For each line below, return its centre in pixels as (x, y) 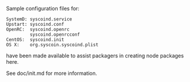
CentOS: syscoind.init (35, 40)
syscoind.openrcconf (55, 35)
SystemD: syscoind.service (39, 19)
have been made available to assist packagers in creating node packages (95, 56)
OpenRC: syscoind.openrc (38, 29)
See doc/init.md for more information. (51, 73)
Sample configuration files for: (43, 8)
